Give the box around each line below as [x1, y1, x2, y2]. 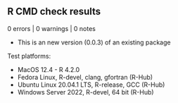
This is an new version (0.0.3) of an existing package [17, 38, 171, 47]
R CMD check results [7, 6, 101, 18]
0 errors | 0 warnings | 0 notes [7, 24, 96, 32]
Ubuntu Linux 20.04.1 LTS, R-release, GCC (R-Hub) [17, 80, 165, 89]
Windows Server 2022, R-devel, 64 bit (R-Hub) [17, 87, 154, 96]
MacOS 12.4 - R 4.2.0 [17, 65, 80, 73]
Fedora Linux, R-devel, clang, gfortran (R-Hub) [17, 73, 153, 81]
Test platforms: [7, 51, 51, 60]
